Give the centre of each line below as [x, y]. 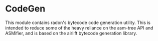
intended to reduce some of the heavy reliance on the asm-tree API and [79, 27]
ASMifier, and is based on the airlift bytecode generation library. [71, 33]
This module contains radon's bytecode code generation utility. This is [78, 22]
